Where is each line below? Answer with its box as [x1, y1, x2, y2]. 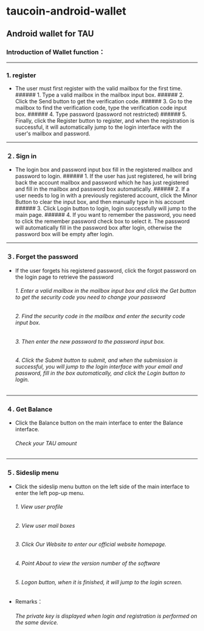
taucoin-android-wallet [6, 4, 126, 18]
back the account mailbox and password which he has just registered [15, 179, 189, 186]
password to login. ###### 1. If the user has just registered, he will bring [15, 172, 197, 180]
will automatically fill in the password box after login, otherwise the [15, 224, 182, 231]
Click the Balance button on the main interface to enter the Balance [15, 419, 183, 426]
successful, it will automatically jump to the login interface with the [15, 123, 182, 131]
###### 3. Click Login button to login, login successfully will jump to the [15, 205, 197, 212]
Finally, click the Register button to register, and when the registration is [15, 117, 195, 124]
